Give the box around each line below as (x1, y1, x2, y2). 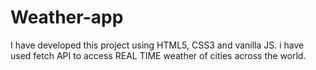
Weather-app (10, 6, 124, 29)
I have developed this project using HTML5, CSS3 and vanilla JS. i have (10, 39, 305, 51)
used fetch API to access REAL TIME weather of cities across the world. (10, 49, 307, 61)
